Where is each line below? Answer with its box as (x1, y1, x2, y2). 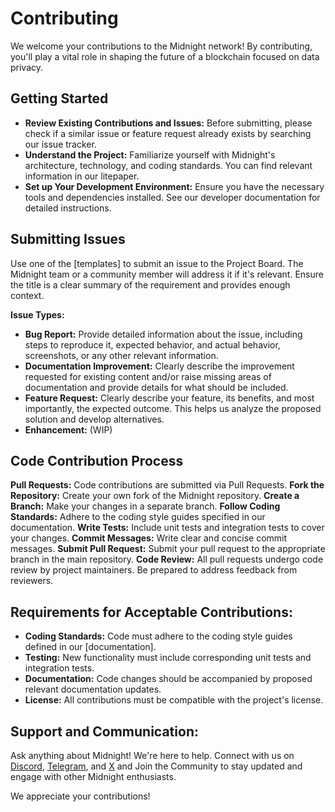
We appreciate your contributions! (10, 790, 151, 802)
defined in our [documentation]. (24, 641, 157, 653)
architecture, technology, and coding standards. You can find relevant (24, 159, 313, 171)
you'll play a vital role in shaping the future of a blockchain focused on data (10, 50, 320, 62)
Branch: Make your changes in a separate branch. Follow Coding (10, 500, 281, 512)
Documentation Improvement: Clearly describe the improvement (24, 360, 295, 372)
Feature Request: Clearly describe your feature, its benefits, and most (24, 392, 315, 404)
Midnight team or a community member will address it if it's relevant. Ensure (10, 268, 324, 280)
